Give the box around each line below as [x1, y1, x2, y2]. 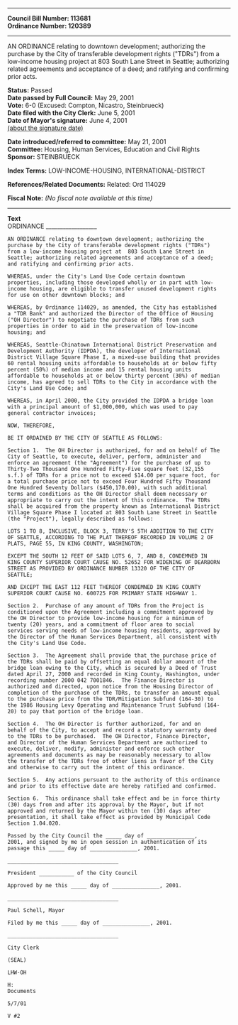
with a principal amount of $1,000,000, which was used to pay [7, 403, 198, 411]
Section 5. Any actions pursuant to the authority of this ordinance [7, 776, 220, 783]
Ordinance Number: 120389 [7, 22, 91, 30]
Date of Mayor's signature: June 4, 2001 [7, 116, 127, 124]
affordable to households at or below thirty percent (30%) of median [7, 372, 220, 379]
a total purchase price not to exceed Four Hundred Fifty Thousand [7, 478, 211, 485]
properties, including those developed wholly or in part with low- [7, 279, 214, 286]
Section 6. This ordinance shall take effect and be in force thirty [7, 795, 220, 802]
